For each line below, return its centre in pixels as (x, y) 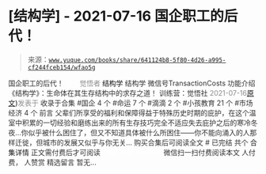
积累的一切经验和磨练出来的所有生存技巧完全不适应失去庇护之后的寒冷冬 (140, 123)
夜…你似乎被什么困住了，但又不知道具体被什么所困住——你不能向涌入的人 (129, 132)
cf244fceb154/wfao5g (61, 67)
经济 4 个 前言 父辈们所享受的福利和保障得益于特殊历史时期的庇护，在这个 (129, 112)
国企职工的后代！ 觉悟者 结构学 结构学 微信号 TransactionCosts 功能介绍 (132, 83)
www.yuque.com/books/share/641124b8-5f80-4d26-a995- (137, 60)
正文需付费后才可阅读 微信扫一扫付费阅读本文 (135, 152)
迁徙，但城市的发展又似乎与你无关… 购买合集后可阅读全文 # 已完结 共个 (131, 142)
